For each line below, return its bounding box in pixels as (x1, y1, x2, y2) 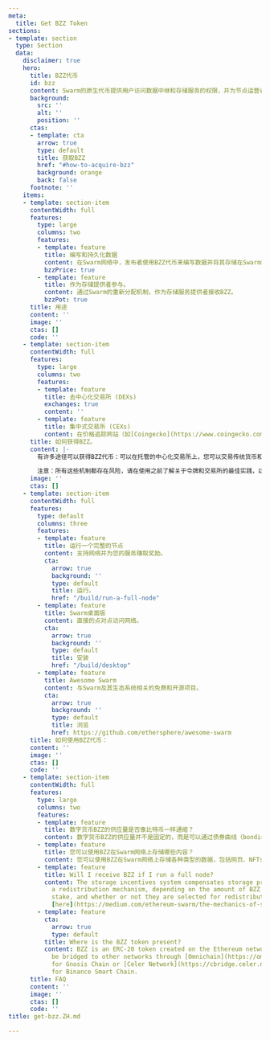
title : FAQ (29, 975, 67, 983)
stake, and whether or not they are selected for (51, 893, 221, 901)
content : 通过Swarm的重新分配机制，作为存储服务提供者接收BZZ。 (43, 289, 237, 297)
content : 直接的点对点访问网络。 (43, 616, 143, 624)
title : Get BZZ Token (15, 19, 88, 27)
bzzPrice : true (43, 266, 95, 274)
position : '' (37, 117, 81, 125)
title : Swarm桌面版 (43, 609, 106, 617)
